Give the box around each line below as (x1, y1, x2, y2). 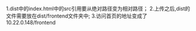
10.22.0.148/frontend (6, 19, 56, 26)
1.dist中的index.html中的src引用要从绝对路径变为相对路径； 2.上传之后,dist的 (6, 5, 190, 12)
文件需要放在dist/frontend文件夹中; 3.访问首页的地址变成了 (6, 12, 147, 19)
